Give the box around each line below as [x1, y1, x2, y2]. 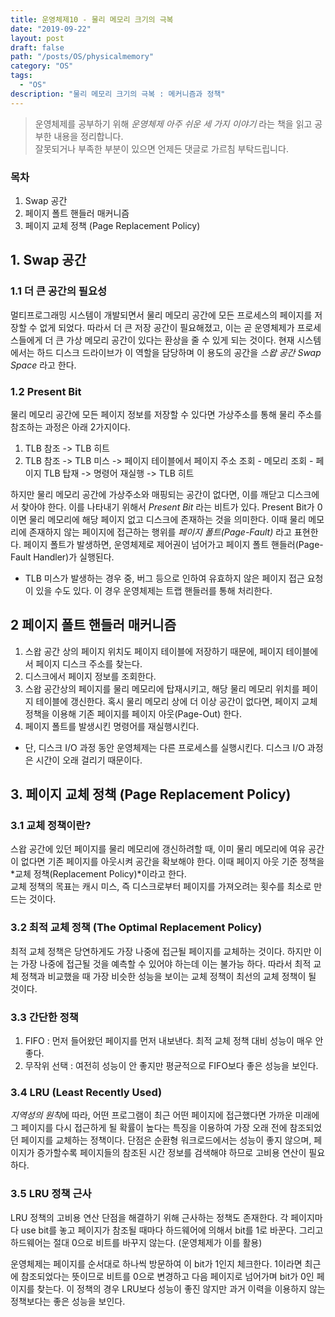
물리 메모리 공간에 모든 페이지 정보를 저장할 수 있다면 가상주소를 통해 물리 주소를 [10, 408, 323, 420]
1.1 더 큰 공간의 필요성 [10, 284, 107, 298]
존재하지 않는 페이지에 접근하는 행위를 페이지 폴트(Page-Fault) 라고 [28, 526, 292, 538]
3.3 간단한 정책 [10, 1010, 79, 1024]
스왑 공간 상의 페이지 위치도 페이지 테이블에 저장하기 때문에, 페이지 [24, 645, 284, 657]
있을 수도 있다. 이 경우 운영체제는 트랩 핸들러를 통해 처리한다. [35, 584, 273, 596]
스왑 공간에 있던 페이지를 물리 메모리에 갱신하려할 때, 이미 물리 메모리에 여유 [10, 843, 307, 855]
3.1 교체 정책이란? [10, 819, 92, 833]
